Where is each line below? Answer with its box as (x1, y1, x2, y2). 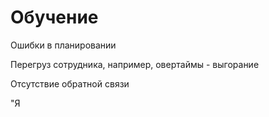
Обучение (10, 6, 99, 29)
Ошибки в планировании (10, 39, 117, 51)
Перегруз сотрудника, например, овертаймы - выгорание (10, 58, 260, 70)
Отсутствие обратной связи (10, 77, 130, 90)
